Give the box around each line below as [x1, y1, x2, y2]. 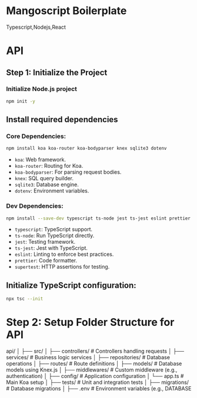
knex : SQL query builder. [14, 175, 74, 182]
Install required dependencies [6, 114, 119, 124]
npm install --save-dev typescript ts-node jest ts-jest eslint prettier [6, 215, 191, 221]
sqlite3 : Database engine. [14, 181, 79, 188]
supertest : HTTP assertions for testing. [14, 263, 110, 271]
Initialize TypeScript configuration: [6, 280, 136, 290]
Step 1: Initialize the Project [6, 68, 108, 77]
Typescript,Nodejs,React [6, 23, 66, 31]
